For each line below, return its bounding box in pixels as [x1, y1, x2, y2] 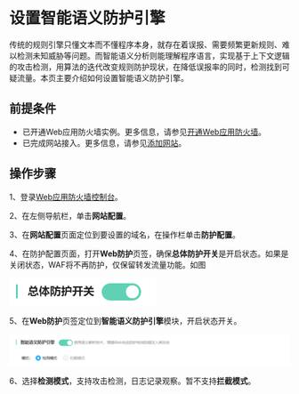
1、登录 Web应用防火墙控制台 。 [9, 191, 123, 202]
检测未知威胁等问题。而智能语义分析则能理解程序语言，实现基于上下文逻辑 [16, 50, 290, 60]
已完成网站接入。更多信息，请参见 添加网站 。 [21, 137, 187, 148]
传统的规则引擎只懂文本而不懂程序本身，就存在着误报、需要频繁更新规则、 [9, 39, 282, 50]
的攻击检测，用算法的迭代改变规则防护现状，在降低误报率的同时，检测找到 [9, 61, 282, 72]
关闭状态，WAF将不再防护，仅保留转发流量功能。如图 [9, 259, 206, 269]
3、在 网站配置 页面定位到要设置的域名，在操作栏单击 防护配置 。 [9, 229, 240, 240]
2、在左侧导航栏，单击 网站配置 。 [9, 210, 132, 221]
